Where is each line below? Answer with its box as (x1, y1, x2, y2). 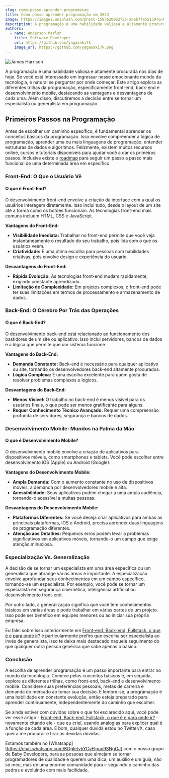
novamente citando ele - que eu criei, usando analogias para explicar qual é (5, 720, 162, 726)
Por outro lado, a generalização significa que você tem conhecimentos (5, 602, 152, 608)
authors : (5, 26, 24, 31)
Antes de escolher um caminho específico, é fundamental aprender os (5, 128, 151, 134)
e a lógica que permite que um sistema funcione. (5, 341, 107, 347)
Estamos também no (5, 740, 48, 746)
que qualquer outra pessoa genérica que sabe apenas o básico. (5, 644, 138, 650)
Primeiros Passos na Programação (5, 115, 116, 124)
